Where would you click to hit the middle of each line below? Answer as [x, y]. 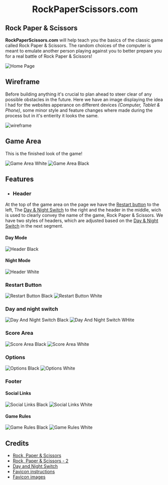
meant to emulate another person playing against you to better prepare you [83, 51]
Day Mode [16, 237]
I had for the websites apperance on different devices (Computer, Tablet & [83, 105]
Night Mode [18, 260]
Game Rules [18, 416]
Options [15, 357]
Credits [17, 443]
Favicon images [29, 477]
